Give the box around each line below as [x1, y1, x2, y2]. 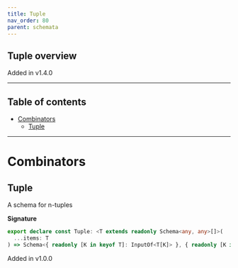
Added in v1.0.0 [7, 254, 53, 262]
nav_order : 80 [7, 17, 50, 24]
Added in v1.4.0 [7, 69, 53, 77]
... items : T [13, 235, 50, 242]
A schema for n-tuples [7, 201, 73, 209]
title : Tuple [7, 10, 46, 18]
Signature [7, 214, 38, 223]
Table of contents [7, 96, 86, 108]
